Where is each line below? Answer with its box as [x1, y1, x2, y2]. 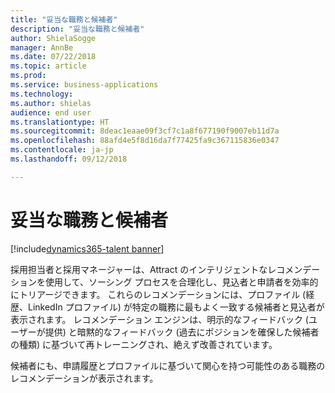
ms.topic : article [10, 61, 87, 71]
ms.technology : [10, 89, 74, 99]
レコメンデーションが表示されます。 [10, 372, 159, 384]
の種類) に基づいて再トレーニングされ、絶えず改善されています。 [10, 338, 278, 350]
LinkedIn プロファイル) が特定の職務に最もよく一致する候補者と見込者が [27, 301, 325, 313]
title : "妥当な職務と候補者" [10, 14, 118, 25]
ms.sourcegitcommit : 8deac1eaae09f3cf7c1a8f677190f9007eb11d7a [10, 126, 280, 136]
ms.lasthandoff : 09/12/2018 [10, 154, 128, 164]
